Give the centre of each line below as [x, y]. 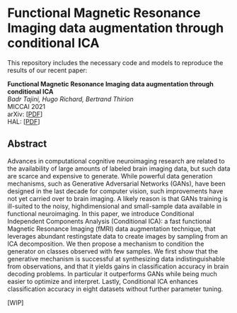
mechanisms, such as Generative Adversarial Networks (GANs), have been [117, 183]
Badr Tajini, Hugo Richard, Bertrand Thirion [70, 99]
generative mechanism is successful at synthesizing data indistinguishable [116, 258]
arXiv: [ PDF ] [25, 114]
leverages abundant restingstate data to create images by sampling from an [118, 236]
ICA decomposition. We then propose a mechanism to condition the [106, 244]
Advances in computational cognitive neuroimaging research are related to [116, 161]
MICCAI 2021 [27, 106]
